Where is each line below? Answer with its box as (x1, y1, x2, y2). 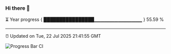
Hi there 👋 (5, 5, 31, 12)
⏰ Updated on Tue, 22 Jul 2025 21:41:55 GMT (5, 33, 101, 39)
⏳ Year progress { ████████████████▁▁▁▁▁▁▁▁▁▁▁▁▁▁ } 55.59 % (5, 16, 164, 22)
